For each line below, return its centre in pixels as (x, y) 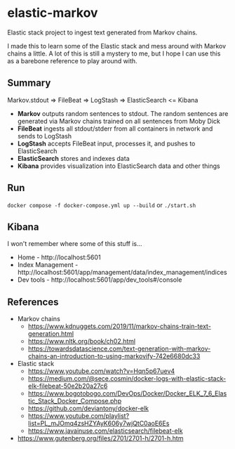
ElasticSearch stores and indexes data (73, 158)
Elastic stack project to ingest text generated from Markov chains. (102, 32)
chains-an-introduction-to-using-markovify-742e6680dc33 (114, 356)
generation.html (51, 334)
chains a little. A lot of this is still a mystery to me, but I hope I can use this (114, 53)
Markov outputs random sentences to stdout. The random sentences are (123, 113)
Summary (29, 83)
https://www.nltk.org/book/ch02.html (81, 341)
